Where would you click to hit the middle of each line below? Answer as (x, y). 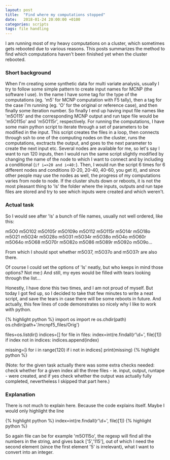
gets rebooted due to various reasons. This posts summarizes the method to (85, 49)
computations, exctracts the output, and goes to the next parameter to (79, 143)
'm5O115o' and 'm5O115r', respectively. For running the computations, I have (85, 121)
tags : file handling (27, 29)
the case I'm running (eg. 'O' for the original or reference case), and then (81, 105)
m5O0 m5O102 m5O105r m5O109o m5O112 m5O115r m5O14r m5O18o (78, 231)
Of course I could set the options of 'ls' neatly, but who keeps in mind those (84, 267)
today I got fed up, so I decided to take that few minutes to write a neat (79, 293)
